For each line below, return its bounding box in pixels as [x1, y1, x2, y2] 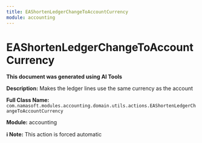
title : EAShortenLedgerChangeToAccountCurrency [6, 8, 129, 15]
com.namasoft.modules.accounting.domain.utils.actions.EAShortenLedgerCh [6, 103, 197, 109]
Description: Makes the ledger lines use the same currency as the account [6, 85, 194, 92]
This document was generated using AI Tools [6, 73, 123, 80]
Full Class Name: [6, 97, 50, 104]
